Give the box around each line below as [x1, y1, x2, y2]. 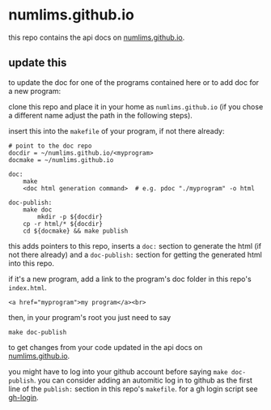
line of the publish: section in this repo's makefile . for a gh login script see [8, 383, 258, 394]
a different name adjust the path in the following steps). [8, 110, 193, 120]
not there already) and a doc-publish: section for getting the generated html [8, 250, 263, 259]
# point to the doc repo [8, 142, 92, 150]
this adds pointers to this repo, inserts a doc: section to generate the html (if [8, 241, 261, 250]
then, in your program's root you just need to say [8, 312, 171, 322]
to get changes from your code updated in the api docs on [8, 342, 203, 352]
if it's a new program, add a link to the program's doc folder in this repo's [8, 274, 252, 284]
